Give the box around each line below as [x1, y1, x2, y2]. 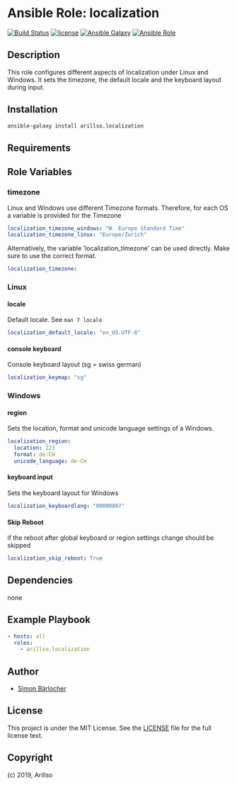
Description [7, 49, 60, 61]
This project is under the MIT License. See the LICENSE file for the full [7, 724, 212, 732]
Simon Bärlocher [17, 685, 67, 693]
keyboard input [7, 473, 53, 482]
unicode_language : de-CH [13, 458, 87, 465]
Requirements [7, 142, 71, 154]
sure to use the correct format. [7, 252, 97, 260]
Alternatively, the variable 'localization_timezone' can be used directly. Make [7, 244, 230, 253]
